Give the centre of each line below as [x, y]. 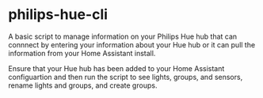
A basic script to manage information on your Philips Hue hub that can [123, 36]
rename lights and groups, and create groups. [83, 85]
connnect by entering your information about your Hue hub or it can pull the [132, 44]
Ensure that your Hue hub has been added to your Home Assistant [116, 68]
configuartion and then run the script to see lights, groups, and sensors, [126, 77]
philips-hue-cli [58, 15]
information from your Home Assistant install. [82, 53]
